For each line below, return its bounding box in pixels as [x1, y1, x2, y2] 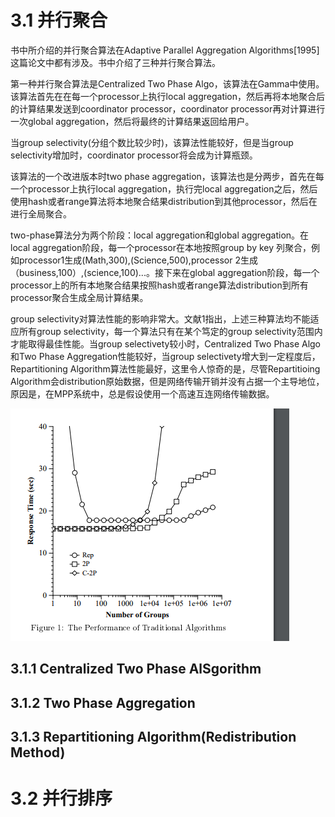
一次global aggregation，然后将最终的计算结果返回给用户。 [10, 115, 255, 127]
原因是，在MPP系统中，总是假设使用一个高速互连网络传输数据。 [10, 387, 275, 400]
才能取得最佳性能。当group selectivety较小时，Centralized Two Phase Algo [10, 337, 322, 350]
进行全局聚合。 [10, 207, 72, 220]
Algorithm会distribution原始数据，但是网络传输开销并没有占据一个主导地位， [10, 375, 325, 387]
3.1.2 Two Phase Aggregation [10, 694, 196, 711]
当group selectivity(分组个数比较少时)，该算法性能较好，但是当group [10, 136, 294, 148]
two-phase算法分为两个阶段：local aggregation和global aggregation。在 [10, 229, 310, 241]
